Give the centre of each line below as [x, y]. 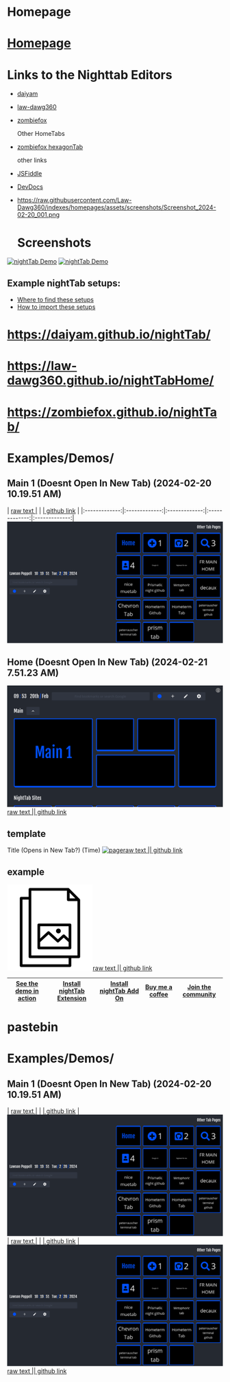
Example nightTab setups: [64, 283]
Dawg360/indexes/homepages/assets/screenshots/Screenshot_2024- [117, 207]
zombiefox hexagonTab [50, 147]
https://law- [42, 366]
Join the [199, 987]
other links [32, 160]
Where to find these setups [55, 300]
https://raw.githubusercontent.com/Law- [74, 200]
